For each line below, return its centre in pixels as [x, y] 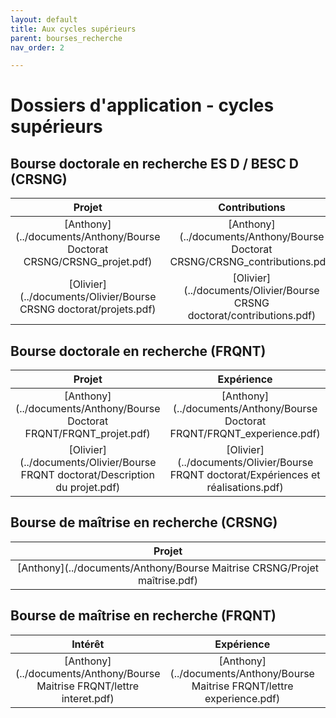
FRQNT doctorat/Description [87, 475]
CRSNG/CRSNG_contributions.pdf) [251, 262]
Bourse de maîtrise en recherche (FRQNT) [143, 616]
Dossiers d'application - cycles [142, 105]
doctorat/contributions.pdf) [252, 316]
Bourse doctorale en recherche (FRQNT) [138, 351]
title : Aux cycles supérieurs [73, 29]
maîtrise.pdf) [168, 580]
